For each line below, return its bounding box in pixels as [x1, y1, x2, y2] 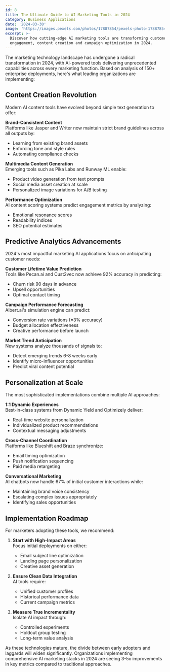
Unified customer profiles [20, 588, 73, 594]
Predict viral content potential [12, 363, 74, 369]
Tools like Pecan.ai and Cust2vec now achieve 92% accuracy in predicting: [5, 271, 162, 277]
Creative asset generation [20, 563, 74, 569]
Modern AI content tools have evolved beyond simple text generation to [5, 104, 154, 110]
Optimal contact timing [12, 292, 60, 298]
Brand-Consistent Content [5, 119, 62, 125]
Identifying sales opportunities [12, 499, 76, 506]
